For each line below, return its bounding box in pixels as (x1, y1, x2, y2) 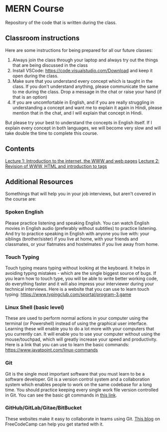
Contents (5, 145, 35, 153)
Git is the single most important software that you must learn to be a (5, 371, 145, 377)
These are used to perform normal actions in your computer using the (5, 315, 149, 321)
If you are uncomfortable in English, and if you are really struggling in (12, 99, 155, 105)
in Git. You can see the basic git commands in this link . (5, 392, 117, 398)
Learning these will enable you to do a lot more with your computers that (5, 326, 155, 332)
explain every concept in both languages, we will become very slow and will (5, 125, 161, 131)
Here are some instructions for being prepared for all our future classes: (5, 47, 153, 53)
